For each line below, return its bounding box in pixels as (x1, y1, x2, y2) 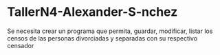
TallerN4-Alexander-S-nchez (7, 4, 178, 20)
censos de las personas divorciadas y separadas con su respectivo (7, 34, 198, 42)
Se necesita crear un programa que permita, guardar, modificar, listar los (7, 27, 213, 35)
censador (7, 41, 34, 49)
